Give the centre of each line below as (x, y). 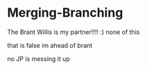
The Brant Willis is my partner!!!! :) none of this (73, 32)
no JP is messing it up (39, 59)
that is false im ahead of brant (50, 45)
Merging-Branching (65, 13)
